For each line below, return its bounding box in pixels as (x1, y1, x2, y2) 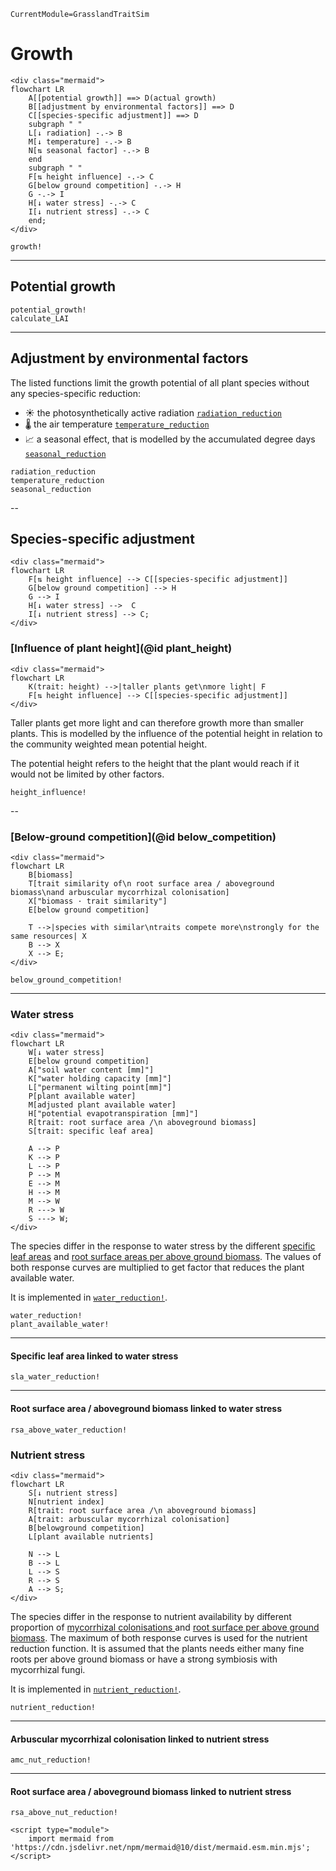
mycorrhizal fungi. (10, 1663, 86, 1675)
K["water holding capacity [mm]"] (28, 1074, 172, 1084)
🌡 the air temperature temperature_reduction (24, 418, 210, 430)
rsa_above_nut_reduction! (10, 1808, 118, 1818)
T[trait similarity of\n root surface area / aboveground (28, 878, 275, 889)
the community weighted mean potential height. (10, 738, 208, 750)
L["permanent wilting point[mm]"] (28, 1083, 172, 1093)
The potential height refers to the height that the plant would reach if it (10, 757, 300, 769)
